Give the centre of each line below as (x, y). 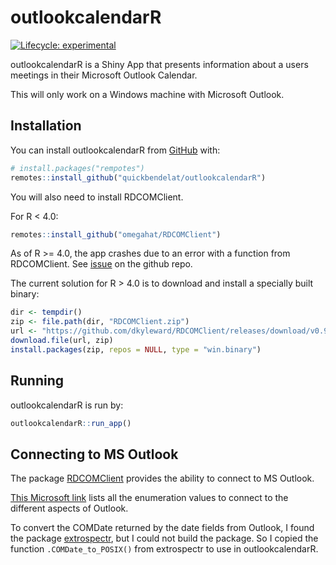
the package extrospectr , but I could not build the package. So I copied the (164, 538)
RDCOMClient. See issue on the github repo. (101, 264)
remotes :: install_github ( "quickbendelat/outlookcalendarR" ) (138, 177)
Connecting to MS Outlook (94, 454)
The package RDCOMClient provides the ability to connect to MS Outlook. (162, 478)
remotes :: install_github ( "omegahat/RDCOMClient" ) (116, 234)
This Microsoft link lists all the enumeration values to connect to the (149, 498)
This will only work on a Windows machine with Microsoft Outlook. (147, 94)
